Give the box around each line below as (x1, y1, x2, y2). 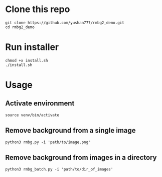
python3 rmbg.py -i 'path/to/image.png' (5, 140, 91, 145)
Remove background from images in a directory (5, 153, 157, 162)
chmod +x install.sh (5, 58, 49, 63)
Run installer (5, 41, 59, 53)
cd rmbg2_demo (5, 24, 35, 30)
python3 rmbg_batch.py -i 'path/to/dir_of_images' (5, 166, 113, 172)
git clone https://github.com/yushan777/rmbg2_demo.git (5, 20, 124, 25)
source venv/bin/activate (5, 112, 59, 117)
